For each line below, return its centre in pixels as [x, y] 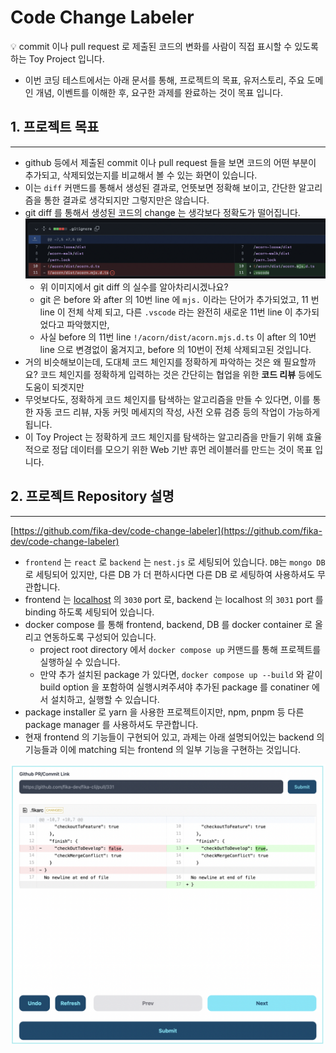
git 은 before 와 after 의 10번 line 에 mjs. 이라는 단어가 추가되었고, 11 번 [179, 299]
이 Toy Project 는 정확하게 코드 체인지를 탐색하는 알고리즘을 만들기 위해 [164, 437]
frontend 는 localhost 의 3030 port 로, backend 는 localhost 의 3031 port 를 [174, 599]
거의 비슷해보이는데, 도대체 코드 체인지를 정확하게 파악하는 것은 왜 [153, 362]
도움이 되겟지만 [54, 387]
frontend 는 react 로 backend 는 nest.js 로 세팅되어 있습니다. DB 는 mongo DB [175, 562]
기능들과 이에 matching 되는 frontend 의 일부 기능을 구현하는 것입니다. [163, 749]
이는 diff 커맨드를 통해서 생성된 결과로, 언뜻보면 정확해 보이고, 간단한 [160, 187]
